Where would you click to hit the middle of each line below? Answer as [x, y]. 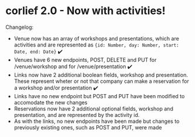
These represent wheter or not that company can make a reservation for [101, 81]
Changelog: [19, 27]
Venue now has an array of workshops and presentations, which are [97, 38]
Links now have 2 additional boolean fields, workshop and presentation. [101, 75]
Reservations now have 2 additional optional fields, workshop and [94, 108]
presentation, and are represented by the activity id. [77, 115]
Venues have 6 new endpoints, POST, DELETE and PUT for [85, 59]
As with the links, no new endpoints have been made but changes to [97, 121]
